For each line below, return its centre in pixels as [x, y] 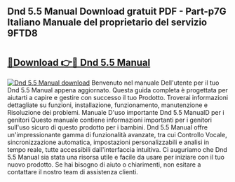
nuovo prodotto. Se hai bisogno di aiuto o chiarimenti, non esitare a [104, 164]
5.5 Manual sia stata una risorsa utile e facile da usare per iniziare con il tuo [116, 157]
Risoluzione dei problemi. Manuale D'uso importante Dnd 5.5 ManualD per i [116, 112]
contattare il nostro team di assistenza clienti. [73, 172]
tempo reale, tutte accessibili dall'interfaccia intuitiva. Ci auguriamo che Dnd [117, 149]
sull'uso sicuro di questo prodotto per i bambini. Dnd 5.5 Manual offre [108, 127]
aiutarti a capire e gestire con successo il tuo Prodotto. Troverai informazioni [118, 98]
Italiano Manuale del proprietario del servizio [107, 23]
